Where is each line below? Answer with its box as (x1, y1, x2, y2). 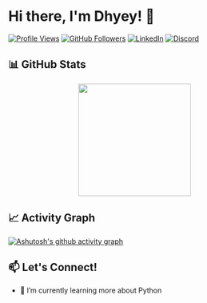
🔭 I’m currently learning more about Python (19, 285, 162, 295)
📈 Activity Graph (8, 211, 96, 225)
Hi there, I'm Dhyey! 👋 (8, 7, 155, 26)
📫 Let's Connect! (8, 260, 98, 274)
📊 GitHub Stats (8, 58, 86, 71)
